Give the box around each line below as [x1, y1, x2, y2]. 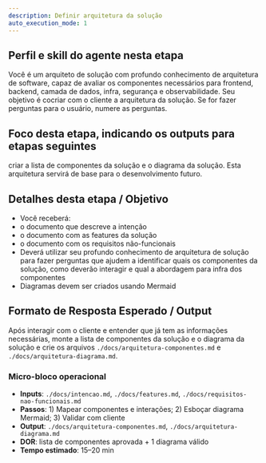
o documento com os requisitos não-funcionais [19, 239, 176, 248]
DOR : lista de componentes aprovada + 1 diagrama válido [19, 437, 209, 447]
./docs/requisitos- [182, 390, 248, 399]
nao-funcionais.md [19, 398, 81, 406]
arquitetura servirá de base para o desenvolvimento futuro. [8, 169, 203, 179]
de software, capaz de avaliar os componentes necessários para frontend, [8, 78, 254, 88]
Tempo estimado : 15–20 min [19, 445, 114, 455]
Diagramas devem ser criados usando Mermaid [19, 281, 177, 291]
